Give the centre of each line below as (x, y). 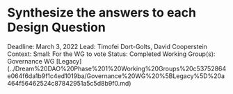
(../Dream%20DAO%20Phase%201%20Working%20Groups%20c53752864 (117, 68)
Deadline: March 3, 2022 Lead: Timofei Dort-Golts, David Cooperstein (107, 46)
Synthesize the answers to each (102, 13)
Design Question (56, 27)
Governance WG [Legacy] (45, 61)
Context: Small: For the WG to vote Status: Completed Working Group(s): (111, 54)
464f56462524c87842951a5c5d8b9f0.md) (69, 83)
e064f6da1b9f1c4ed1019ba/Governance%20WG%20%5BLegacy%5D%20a (116, 76)
